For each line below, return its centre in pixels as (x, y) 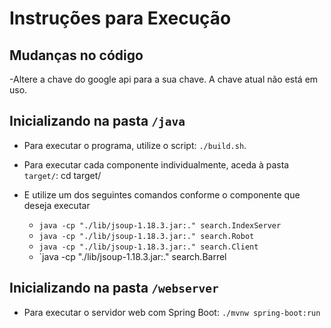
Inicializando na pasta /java (97, 121)
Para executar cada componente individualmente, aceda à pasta (156, 164)
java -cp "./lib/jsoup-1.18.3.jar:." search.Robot (146, 236)
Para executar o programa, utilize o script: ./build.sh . (135, 145)
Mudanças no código (76, 55)
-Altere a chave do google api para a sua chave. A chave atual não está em (164, 79)
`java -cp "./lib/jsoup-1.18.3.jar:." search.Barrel (132, 256)
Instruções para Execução (120, 18)
